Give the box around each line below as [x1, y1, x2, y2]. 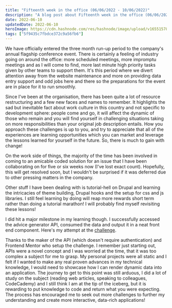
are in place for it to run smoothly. [5, 84, 77, 90]
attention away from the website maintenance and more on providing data [5, 73, 161, 79]
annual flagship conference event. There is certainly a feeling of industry [5, 51, 159, 57]
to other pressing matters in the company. [5, 175, 94, 180]
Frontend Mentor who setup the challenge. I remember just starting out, [5, 242, 156, 248]
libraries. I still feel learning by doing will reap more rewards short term [5, 196, 155, 201]
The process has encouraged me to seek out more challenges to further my [5, 292, 165, 298]
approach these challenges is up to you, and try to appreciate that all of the [5, 126, 164, 132]
